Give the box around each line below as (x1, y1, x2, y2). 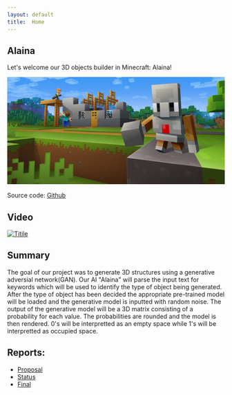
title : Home (7, 18, 45, 26)
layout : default (7, 11, 54, 18)
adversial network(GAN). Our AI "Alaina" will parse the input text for (7, 275, 199, 284)
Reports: (7, 347, 46, 359)
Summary (7, 250, 50, 261)
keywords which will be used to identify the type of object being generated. (7, 282, 222, 291)
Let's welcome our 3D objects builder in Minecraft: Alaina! (7, 63, 173, 72)
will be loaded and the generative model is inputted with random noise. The (7, 297, 222, 306)
